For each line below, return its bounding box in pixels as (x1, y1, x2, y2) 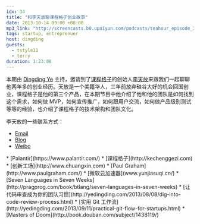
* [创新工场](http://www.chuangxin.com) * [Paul (6, 162, 124, 169)
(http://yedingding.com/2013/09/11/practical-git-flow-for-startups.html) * (6, 204, 186, 212)
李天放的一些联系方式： (6, 118, 64, 125)
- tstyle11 (11, 48, 39, 53)
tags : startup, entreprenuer (6, 31, 79, 37)
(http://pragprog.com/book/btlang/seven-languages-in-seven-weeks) (6, 183, 178, 190)
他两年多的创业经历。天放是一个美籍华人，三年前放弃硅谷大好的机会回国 (6, 83, 183, 90)
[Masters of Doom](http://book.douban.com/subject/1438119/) (6, 211, 159, 218)
